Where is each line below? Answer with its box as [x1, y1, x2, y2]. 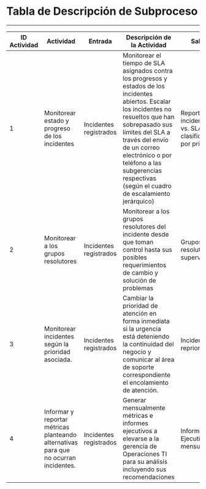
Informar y [44, 407, 74, 416]
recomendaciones [122, 472, 175, 481]
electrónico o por [122, 151, 172, 159]
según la [44, 340, 69, 348]
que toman [122, 238, 154, 246]
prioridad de [122, 301, 158, 310]
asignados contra [122, 66, 173, 75]
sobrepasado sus [122, 120, 173, 128]
